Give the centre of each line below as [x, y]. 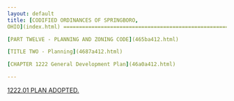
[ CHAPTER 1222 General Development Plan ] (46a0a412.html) [92, 64]
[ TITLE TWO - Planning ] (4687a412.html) [65, 52]
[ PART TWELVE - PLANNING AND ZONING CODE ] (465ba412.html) [93, 39]
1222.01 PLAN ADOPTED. [43, 90]
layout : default [31, 14]
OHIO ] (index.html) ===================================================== [118, 26]
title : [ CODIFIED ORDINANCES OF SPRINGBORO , [73, 20]
